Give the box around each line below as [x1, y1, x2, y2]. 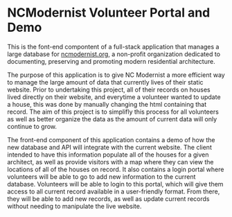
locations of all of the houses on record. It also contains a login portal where [7, 165, 224, 173]
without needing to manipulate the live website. [7, 202, 142, 210]
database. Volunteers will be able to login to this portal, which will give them [7, 180, 224, 188]
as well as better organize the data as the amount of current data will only [7, 114, 217, 123]
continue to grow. [7, 122, 57, 130]
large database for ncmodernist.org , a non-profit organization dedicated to [7, 50, 220, 58]
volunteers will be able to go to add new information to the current [7, 172, 196, 181]
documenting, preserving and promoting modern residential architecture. [7, 57, 216, 65]
